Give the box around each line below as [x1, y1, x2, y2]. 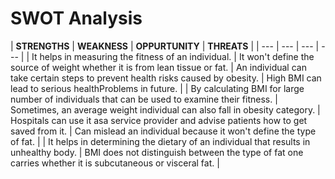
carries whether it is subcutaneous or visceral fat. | [10, 157, 220, 169]
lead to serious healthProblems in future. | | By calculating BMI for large [10, 82, 305, 94]
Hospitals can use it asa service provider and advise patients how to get [10, 114, 308, 126]
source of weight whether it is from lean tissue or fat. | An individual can [10, 61, 307, 73]
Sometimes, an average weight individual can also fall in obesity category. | [10, 103, 321, 116]
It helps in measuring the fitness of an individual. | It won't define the [31, 50, 315, 62]
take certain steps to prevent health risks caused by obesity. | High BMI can [10, 72, 322, 84]
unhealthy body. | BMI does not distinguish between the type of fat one [10, 146, 304, 158]
